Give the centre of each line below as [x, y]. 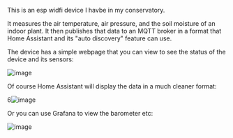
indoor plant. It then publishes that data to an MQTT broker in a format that [114, 31]
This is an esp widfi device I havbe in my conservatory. [86, 10]
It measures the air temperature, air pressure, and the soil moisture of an [111, 23]
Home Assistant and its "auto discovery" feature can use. [90, 38]
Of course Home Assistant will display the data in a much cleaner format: [112, 86]
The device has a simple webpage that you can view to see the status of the [117, 52]
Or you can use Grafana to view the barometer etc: [80, 113]
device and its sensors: [40, 59]
